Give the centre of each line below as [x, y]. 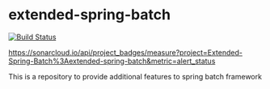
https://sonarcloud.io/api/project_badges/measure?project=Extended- [125, 52]
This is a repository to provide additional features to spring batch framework [135, 76]
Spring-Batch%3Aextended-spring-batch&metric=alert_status [112, 61]
